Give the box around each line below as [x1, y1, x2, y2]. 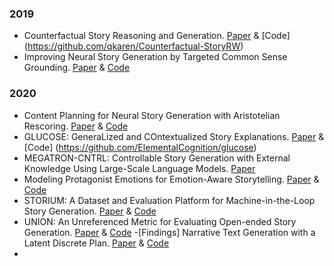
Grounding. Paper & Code [23, 62, 131, 74]
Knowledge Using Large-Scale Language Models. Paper [23, 162, 256, 174]
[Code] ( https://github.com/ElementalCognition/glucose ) [23, 141, 257, 153]
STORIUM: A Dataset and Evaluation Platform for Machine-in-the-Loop [23, 194, 316, 206]
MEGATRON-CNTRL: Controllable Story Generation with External [23, 152, 291, 164]
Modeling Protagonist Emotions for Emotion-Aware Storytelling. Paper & [23, 173, 320, 185]
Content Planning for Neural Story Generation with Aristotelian [23, 109, 281, 121]
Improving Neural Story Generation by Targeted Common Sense [23, 51, 288, 63]
